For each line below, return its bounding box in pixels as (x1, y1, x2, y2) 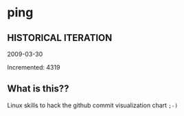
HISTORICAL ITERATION (7, 32, 113, 44)
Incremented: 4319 (7, 63, 60, 71)
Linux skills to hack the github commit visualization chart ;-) (7, 101, 179, 109)
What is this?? (7, 83, 69, 95)
